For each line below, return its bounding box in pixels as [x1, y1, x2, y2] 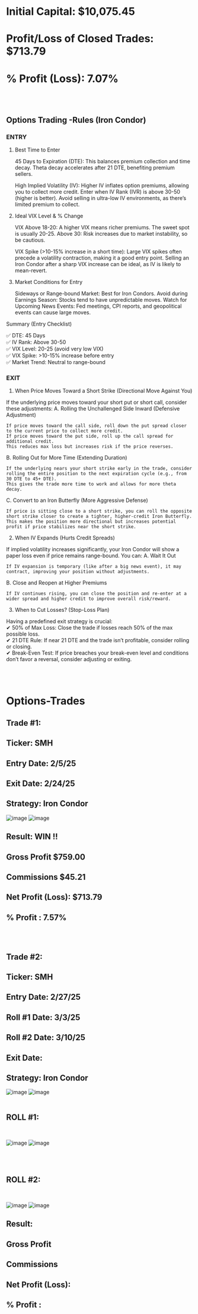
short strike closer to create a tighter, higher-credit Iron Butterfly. [6, 513, 193, 520]
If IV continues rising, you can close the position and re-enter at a [6, 590, 187, 597]
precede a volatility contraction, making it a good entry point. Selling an [14, 254, 190, 261]
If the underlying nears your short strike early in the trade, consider [6, 466, 193, 472]
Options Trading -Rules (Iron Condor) [6, 115, 146, 125]
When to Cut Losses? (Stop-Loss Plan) [14, 607, 110, 614]
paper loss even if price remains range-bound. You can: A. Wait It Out [6, 552, 176, 560]
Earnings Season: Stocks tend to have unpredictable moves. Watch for [14, 296, 187, 303]
